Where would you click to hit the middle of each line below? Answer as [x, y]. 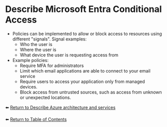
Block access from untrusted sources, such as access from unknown [91, 92]
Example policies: [30, 60]
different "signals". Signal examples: [50, 39]
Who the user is [36, 44]
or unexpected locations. [45, 97]
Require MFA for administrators [52, 65]
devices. [28, 86]
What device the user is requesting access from [69, 55]
